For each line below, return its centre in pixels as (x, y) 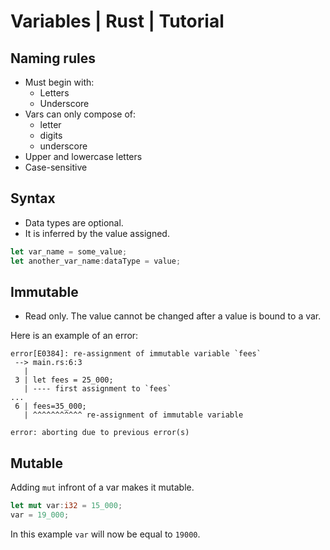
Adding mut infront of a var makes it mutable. (102, 487)
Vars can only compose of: (80, 114)
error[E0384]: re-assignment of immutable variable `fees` (136, 354)
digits (51, 135)
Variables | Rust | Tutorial (117, 21)
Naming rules (53, 58)
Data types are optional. (74, 222)
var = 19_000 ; (40, 515)
